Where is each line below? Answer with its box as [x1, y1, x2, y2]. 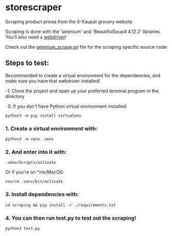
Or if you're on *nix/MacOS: [5, 169, 64, 175]
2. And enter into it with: [5, 148, 67, 155]
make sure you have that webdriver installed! [5, 77, 100, 84]
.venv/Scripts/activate [5, 160, 56, 165]
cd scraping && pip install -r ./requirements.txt [5, 202, 116, 208]
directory [5, 93, 25, 99]
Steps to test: [5, 58, 49, 68]
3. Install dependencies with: [5, 191, 79, 198]
